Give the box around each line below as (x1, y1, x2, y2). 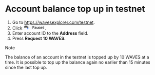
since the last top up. (5, 64, 47, 71)
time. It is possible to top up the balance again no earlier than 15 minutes (5, 60, 151, 65)
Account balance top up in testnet (5, 3, 145, 15)
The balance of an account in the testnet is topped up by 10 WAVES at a (5, 54, 150, 60)
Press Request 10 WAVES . (12, 35, 66, 42)
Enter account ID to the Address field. (12, 30, 89, 36)
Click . (12, 25, 46, 31)
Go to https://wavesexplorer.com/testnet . (12, 19, 95, 25)
